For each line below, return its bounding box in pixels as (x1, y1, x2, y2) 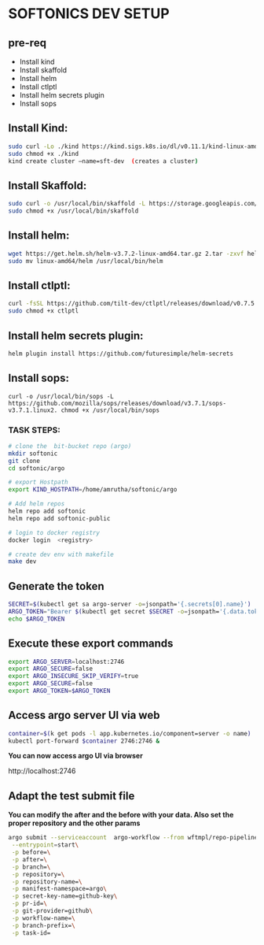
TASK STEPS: (8, 424, 61, 435)
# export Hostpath (8, 478, 68, 487)
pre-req (8, 36, 47, 50)
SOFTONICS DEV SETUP (8, 5, 170, 23)
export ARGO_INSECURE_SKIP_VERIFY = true (8, 673, 139, 680)
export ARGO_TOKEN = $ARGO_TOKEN (8, 687, 111, 695)
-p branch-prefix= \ (11, 921, 76, 929)
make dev (8, 558, 37, 565)
